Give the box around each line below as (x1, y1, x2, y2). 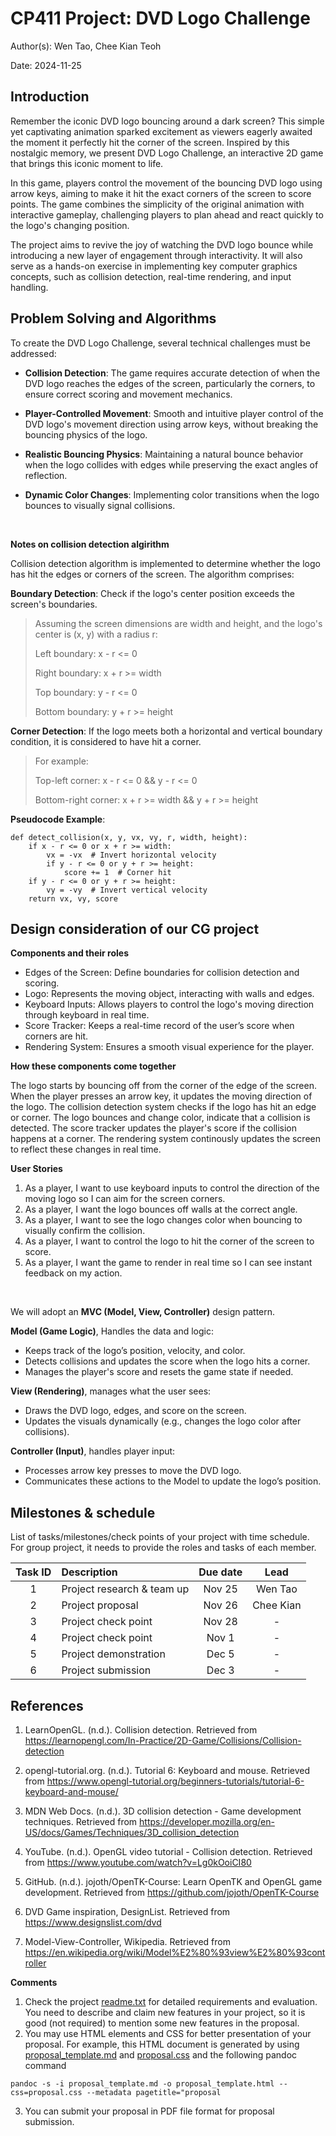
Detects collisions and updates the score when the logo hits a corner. (24, 1355, 311, 1367)
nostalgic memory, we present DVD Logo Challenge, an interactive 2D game (10, 147, 324, 159)
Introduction (10, 88, 90, 106)
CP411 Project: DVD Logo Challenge (10, 7, 311, 30)
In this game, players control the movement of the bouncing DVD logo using (10, 177, 323, 189)
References (10, 1697, 84, 1714)
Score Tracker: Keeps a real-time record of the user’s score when (24, 1020, 295, 1032)
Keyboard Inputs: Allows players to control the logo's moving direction (24, 998, 315, 1011)
